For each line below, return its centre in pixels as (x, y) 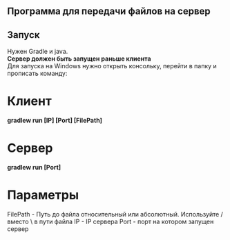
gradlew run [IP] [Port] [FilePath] (55, 121)
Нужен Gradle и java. (38, 52)
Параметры (43, 195)
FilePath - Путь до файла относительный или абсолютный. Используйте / (115, 214)
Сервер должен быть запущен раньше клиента (79, 59)
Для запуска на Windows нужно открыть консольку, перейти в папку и (112, 66)
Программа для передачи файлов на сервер (109, 11)
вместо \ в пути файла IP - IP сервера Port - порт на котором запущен (111, 222)
